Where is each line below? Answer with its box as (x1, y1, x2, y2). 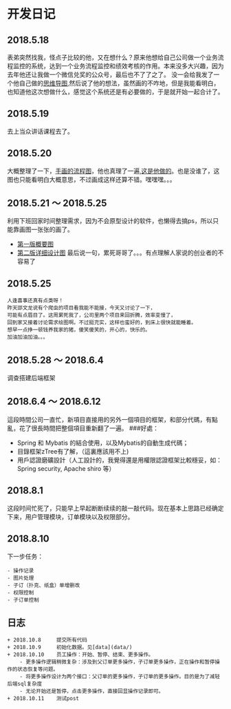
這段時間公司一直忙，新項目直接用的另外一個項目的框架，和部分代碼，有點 (7, 415, 218, 423)
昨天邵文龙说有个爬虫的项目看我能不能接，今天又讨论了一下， (7, 304, 156, 312)
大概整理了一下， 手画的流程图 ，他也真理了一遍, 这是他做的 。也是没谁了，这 (7, 167, 220, 175)
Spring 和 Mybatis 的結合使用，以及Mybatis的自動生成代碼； (16, 438, 189, 447)
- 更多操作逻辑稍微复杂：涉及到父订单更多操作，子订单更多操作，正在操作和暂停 (19, 659, 215, 666)
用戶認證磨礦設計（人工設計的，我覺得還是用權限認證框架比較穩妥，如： (16, 456, 222, 464)
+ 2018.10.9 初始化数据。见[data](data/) (7, 644, 133, 651)
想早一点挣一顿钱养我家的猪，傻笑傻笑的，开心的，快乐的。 (7, 326, 151, 334)
